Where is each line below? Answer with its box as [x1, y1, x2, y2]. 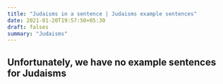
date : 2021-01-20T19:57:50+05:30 [7, 17, 106, 24]
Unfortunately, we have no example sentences [7, 56, 217, 68]
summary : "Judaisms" [7, 30, 68, 37]
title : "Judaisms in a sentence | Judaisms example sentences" [7, 10, 198, 18]
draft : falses [7, 23, 49, 30]
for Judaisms [7, 67, 67, 79]
